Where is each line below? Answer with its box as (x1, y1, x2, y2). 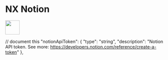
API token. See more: (5, 43, 50, 49)
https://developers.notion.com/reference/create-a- (50, 43, 157, 49)
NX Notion (5, 3, 50, 15)
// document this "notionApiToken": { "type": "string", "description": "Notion (5, 38, 163, 44)
